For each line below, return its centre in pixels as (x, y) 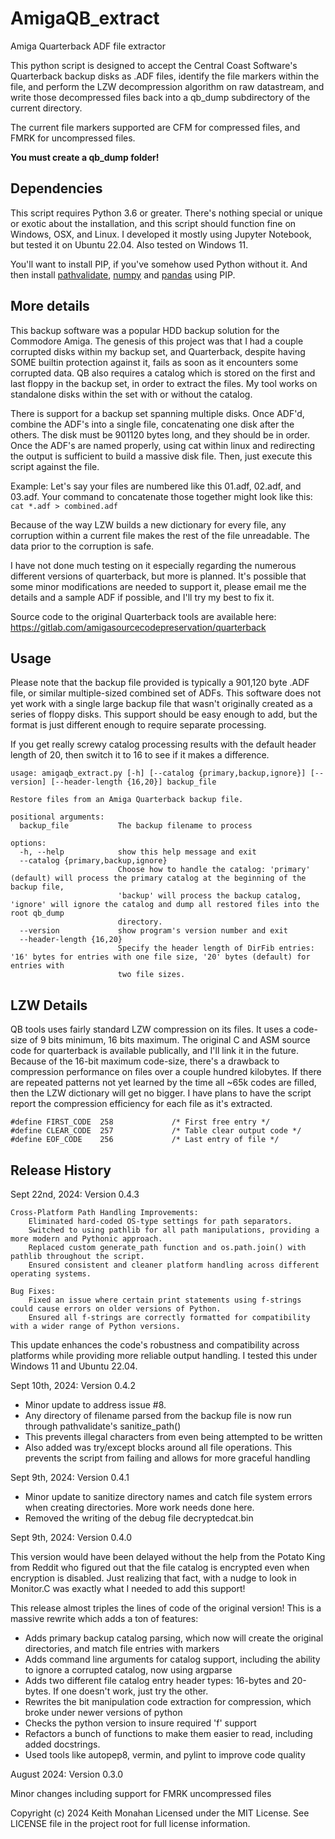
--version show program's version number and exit (153, 931)
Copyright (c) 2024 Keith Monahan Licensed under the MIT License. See (160, 1813)
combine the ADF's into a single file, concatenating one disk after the (152, 424)
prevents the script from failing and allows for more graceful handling (167, 1458)
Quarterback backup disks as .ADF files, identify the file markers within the (165, 76)
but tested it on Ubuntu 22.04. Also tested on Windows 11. (129, 244)
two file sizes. (151, 975)
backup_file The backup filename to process (136, 826)
